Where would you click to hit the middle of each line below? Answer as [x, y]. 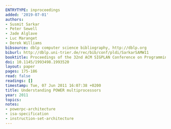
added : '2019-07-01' [27, 15]
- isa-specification [27, 114]
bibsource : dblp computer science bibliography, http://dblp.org [76, 48]
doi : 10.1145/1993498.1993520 [37, 62]
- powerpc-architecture [31, 109]
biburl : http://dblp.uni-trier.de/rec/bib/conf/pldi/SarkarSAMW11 [77, 52]
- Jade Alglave [21, 34]
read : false [18, 76]
